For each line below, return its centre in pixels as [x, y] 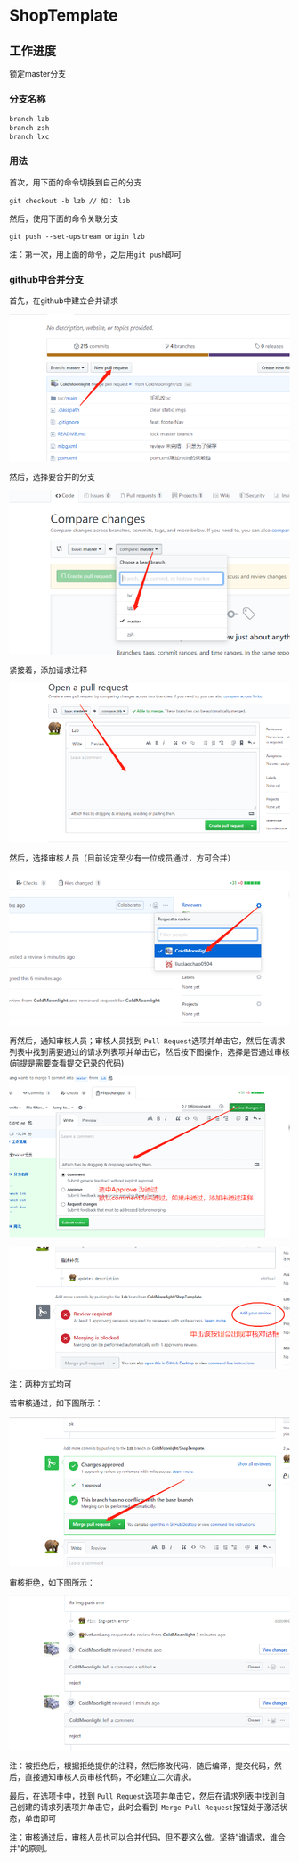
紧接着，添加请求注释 [48, 671]
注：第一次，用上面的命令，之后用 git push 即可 [96, 254]
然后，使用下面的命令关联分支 [64, 218]
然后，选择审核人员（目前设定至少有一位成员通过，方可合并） [122, 858]
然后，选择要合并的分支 [52, 476]
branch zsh [29, 128]
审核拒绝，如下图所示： [52, 1582]
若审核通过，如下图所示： [56, 1403]
